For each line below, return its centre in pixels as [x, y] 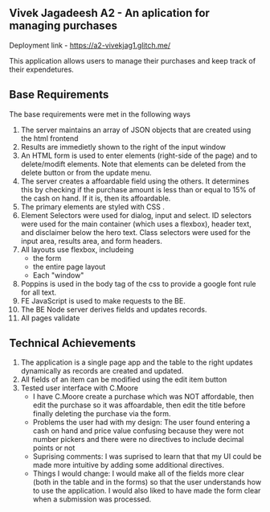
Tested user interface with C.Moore [80, 388]
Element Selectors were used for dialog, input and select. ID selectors [136, 215]
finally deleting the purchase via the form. [102, 414]
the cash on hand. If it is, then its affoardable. [96, 198]
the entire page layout [69, 266]
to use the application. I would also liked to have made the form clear [147, 491]
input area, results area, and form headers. [92, 241]
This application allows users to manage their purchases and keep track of [133, 60]
